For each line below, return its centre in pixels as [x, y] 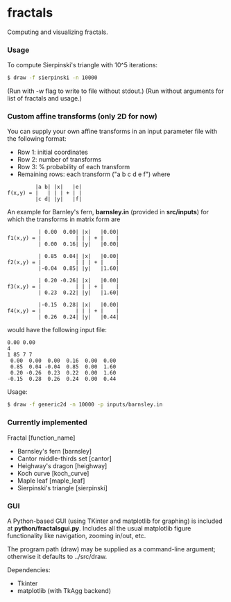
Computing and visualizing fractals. [58, 32]
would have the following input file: [57, 330]
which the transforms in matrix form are [64, 219]
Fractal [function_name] [41, 438]
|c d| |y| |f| [58, 199]
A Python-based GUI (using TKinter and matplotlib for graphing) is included [115, 521]
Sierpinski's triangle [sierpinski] [62, 488]
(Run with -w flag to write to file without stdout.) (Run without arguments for [115, 91]
